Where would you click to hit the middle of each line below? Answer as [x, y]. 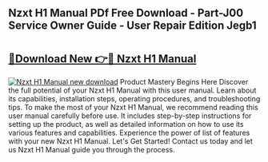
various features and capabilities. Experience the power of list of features [129, 132]
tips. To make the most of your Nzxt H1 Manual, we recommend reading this [133, 107]
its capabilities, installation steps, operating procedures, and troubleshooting [134, 99]
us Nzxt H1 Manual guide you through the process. [92, 150]
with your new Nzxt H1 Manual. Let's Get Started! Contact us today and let [131, 141]
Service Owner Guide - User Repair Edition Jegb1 [133, 26]
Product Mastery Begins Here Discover [184, 82]
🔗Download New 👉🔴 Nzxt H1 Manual [102, 59]
